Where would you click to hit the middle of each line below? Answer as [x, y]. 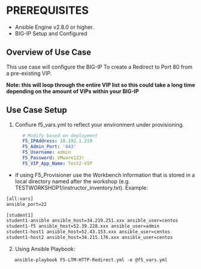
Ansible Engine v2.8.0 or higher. [54, 27]
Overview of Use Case [49, 53]
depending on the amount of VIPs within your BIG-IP [73, 91]
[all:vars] [20, 199]
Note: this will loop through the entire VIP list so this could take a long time [101, 85]
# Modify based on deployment [60, 136]
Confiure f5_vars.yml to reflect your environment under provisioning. [99, 124]
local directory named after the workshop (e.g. [72, 181]
